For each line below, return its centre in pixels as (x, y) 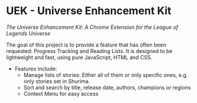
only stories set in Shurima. (57, 81)
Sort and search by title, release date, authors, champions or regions (107, 87)
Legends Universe (28, 33)
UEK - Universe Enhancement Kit (89, 11)
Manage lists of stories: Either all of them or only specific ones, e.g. (106, 75)
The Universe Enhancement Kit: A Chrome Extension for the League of (92, 27)
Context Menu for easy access (61, 94)
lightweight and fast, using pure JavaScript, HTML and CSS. (79, 57)
